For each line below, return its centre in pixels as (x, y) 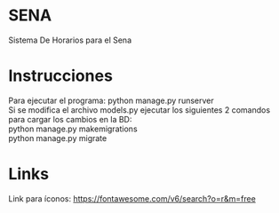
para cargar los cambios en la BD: (70, 119)
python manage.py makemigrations (73, 129)
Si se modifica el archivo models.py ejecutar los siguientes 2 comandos (139, 110)
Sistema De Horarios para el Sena (70, 40)
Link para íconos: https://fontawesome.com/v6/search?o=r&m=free (132, 198)
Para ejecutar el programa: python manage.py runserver (111, 100)
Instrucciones (60, 76)
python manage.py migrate (58, 138)
